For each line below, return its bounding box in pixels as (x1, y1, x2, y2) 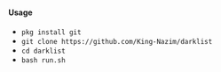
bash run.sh (20, 56, 66, 65)
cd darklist (20, 47, 66, 56)
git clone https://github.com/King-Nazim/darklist (20, 38, 213, 47)
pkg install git (20, 28, 82, 37)
